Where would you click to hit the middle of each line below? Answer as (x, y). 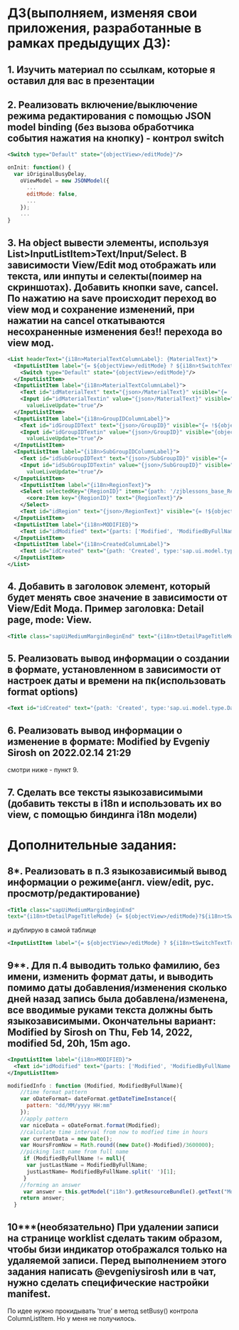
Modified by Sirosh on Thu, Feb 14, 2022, (100, 1032)
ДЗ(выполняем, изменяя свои (102, 13)
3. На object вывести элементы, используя (108, 242)
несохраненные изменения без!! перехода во (115, 331)
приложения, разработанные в (105, 28)
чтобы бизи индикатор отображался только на (117, 1249)
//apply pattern (44, 1119)
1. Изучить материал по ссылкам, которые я (111, 69)
